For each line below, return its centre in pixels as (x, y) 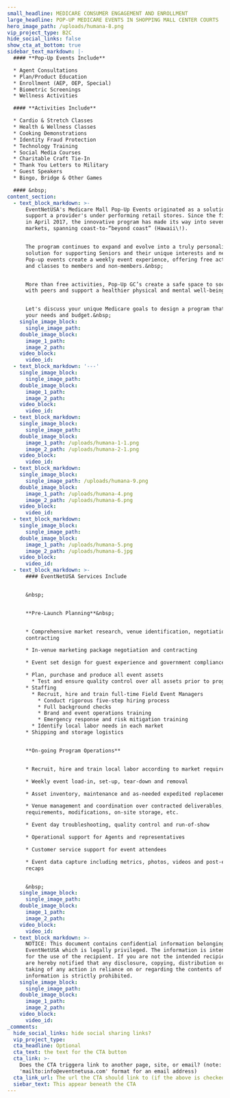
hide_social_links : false (44, 39)
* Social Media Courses (47, 152)
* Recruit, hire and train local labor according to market (113, 769)
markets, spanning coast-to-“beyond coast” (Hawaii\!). (106, 229)
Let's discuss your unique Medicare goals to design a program (117, 309)
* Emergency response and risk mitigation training (113, 720)
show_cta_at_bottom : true (44, 45)
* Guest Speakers (38, 172)
